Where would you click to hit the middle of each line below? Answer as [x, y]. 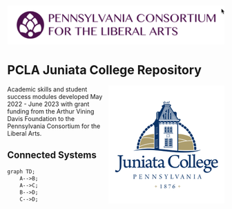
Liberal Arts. [25, 133]
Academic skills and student [47, 89]
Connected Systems [52, 155]
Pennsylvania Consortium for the [54, 126]
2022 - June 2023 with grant [48, 104]
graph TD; [21, 172]
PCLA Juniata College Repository [104, 70]
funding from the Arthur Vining [51, 111]
